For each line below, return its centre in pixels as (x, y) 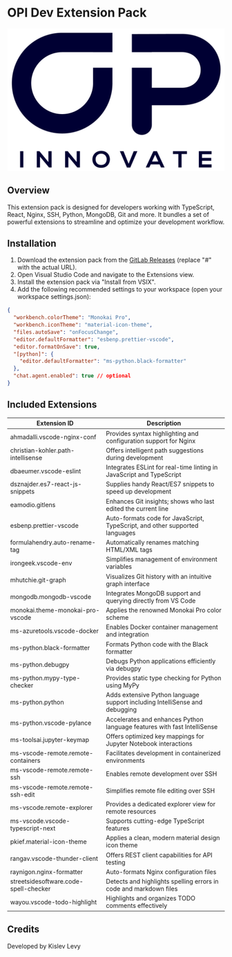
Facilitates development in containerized (163, 753)
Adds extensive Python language (153, 695)
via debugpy (124, 668)
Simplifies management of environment (162, 559)
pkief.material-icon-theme (49, 842)
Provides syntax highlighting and (152, 433)
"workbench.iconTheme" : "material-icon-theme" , (83, 325)
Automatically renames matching (153, 542)
